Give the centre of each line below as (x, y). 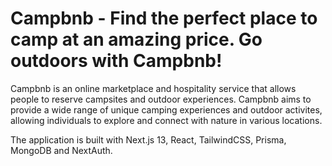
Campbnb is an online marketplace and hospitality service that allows (153, 88)
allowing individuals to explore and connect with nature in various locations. (166, 120)
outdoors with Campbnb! (116, 61)
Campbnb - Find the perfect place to (164, 18)
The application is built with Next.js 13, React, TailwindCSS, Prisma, (148, 139)
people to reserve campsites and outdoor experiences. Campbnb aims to (161, 99)
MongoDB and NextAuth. (61, 150)
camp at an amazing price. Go (136, 39)
